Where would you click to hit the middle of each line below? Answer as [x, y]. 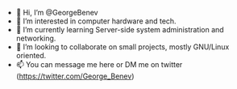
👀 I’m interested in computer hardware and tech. [96, 21]
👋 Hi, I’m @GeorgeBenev [57, 13]
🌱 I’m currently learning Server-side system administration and [120, 30]
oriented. [31, 55]
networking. [36, 38]
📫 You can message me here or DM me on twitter [99, 64]
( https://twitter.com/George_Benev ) [75, 76]
